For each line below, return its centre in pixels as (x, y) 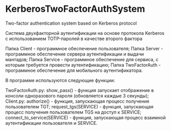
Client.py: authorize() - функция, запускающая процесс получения (77, 101)
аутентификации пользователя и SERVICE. (51, 123)
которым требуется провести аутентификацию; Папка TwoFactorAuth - (83, 65)
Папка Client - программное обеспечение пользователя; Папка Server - (84, 48)
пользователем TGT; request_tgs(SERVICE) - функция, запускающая (79, 106)
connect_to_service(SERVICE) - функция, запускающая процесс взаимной (85, 117)
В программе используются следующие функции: (60, 80)
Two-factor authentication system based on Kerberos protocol (71, 23)
